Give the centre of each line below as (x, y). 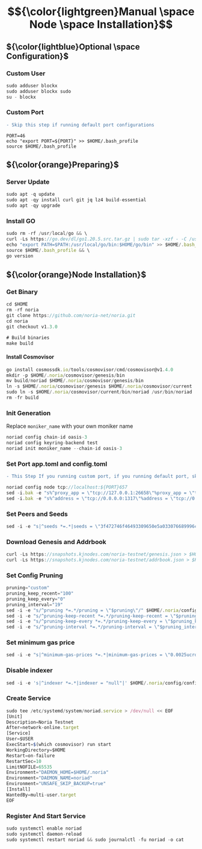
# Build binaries (28, 337)
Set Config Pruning (35, 575)
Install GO (21, 221)
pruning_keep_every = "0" (36, 599)
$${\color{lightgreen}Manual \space (101, 12)
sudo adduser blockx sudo (38, 91)
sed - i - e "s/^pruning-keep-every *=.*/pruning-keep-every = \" (88, 622)
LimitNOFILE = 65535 (29, 767)
